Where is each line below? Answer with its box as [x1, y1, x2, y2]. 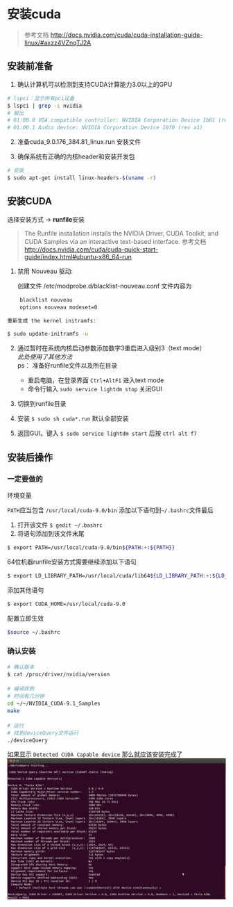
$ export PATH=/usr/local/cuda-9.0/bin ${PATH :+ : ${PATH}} [7, 544, 175, 551]
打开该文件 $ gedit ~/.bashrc [17, 521, 103, 529]
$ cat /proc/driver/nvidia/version [7, 671, 110, 678]
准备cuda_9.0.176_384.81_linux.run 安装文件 [17, 138, 141, 146]
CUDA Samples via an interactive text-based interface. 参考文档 [24, 237, 207, 245]
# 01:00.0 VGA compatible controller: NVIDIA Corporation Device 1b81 [7, 117, 216, 124]
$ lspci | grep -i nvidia [7, 102, 82, 109]
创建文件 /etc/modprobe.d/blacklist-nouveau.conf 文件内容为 [17, 281, 192, 290]
